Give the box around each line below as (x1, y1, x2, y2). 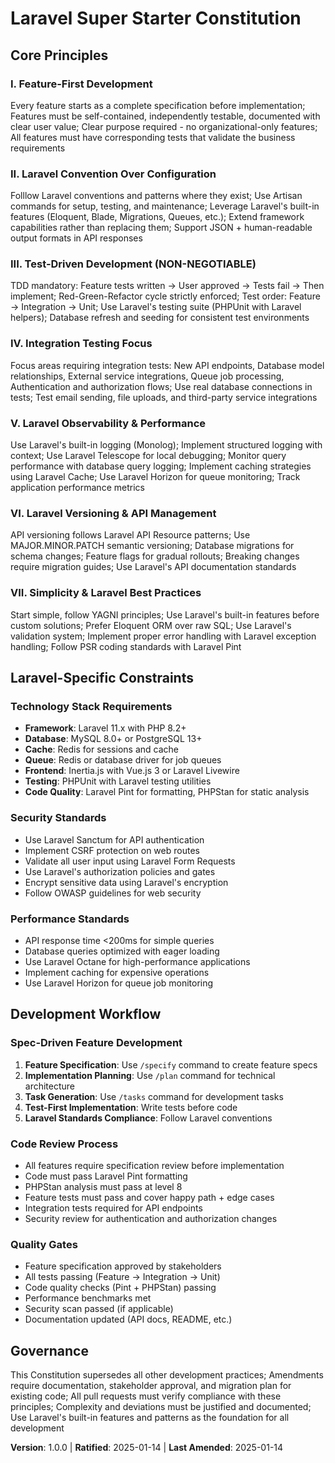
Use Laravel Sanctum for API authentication (24, 833, 205, 846)
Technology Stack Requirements (10, 699, 173, 713)
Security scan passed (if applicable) (24, 1303, 174, 1315)
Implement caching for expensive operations (24, 966, 210, 978)
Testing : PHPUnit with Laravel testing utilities (24, 775, 212, 787)
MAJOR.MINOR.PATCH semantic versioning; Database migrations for (10, 540, 295, 552)
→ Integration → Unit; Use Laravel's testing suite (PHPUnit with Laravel (10, 301, 302, 313)
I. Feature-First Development (10, 77, 153, 91)
